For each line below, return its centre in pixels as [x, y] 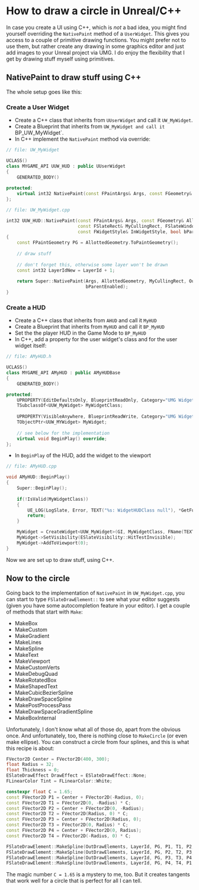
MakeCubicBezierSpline [44, 692]
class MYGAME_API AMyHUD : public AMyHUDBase [63, 373]
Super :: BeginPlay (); [42, 488]
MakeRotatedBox [36, 680]
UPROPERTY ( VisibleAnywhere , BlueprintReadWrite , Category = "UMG [97, 417]
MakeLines [28, 642]
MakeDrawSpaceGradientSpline [54, 711]
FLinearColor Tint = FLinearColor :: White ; [59, 781]
